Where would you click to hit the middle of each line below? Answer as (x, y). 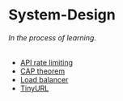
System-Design (62, 15)
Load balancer (44, 80)
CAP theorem (42, 71)
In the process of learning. (53, 37)
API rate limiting (47, 63)
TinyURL (34, 88)
